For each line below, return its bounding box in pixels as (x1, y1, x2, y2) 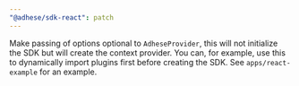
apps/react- (245, 58, 291, 67)
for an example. (39, 66, 98, 77)
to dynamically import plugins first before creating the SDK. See (9, 56, 244, 67)
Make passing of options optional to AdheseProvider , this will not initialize (9, 38, 278, 48)
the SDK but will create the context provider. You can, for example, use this (9, 47, 286, 58)
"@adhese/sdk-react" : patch (9, 13, 115, 22)
